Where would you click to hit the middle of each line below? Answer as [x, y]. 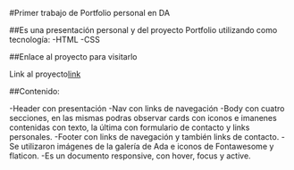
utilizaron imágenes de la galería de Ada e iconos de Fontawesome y [147, 146]
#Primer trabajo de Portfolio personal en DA [90, 13]
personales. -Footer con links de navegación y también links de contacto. [144, 137]
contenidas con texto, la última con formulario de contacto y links [130, 127]
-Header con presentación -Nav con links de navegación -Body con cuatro [147, 109]
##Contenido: [34, 91]
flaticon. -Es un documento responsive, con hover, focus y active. [130, 156]
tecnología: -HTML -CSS [55, 40]
